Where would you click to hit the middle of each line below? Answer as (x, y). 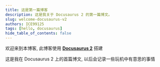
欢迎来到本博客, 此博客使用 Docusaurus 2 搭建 (54, 48)
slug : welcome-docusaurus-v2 (36, 19)
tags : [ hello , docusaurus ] (34, 29)
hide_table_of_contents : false (38, 33)
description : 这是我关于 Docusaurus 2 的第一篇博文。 (59, 15)
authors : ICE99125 (25, 24)
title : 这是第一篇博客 (27, 10)
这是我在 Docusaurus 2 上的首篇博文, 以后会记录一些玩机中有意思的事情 (80, 59)
